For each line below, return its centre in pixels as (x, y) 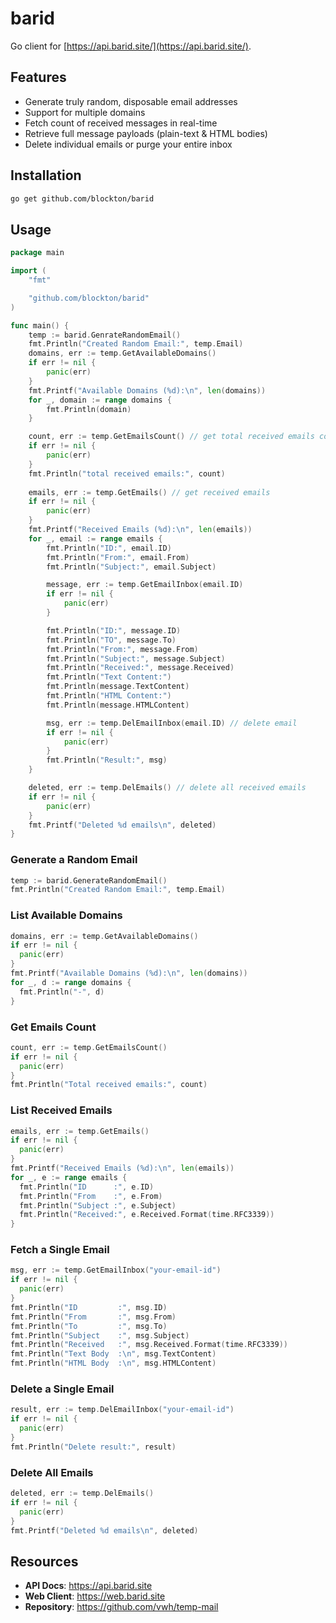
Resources (44, 1561)
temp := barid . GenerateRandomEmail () (89, 880)
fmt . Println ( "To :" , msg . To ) (89, 1326)
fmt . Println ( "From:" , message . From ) (122, 649)
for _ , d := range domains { (71, 982)
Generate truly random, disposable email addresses (131, 101)
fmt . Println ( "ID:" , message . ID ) (114, 630)
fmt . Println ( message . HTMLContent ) (118, 705)
